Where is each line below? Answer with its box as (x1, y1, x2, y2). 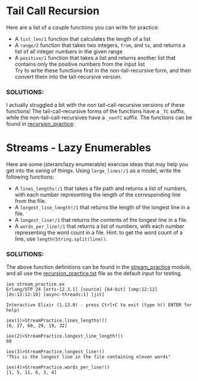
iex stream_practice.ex (6, 281, 65, 287)
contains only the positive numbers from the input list (14, 61, 145, 68)
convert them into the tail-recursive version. (14, 73, 123, 80)
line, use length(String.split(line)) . (14, 236, 108, 243)
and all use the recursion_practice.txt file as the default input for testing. (6, 270, 183, 277)
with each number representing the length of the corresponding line (14, 191, 181, 198)
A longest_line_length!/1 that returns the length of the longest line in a (14, 204, 190, 211)
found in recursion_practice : (6, 120, 75, 128)
